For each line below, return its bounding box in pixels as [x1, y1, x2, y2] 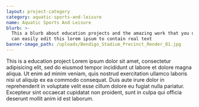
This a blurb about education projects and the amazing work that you [11, 31, 190, 36]
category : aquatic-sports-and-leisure [6, 14, 102, 20]
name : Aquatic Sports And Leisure [6, 19, 92, 25]
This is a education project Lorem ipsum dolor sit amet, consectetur [6, 57, 171, 65]
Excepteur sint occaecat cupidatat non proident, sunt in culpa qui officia [6, 89, 182, 96]
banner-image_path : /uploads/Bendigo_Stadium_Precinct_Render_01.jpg [6, 42, 182, 48]
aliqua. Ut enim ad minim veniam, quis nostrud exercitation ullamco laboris [6, 70, 188, 77]
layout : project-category [6, 8, 70, 15]
